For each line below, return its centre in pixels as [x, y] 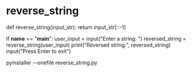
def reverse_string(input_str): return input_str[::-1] [66, 27]
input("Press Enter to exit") [39, 51]
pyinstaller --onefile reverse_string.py [52, 63]
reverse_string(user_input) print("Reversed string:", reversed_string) [88, 45]
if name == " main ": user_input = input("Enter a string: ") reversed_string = [96, 38]
